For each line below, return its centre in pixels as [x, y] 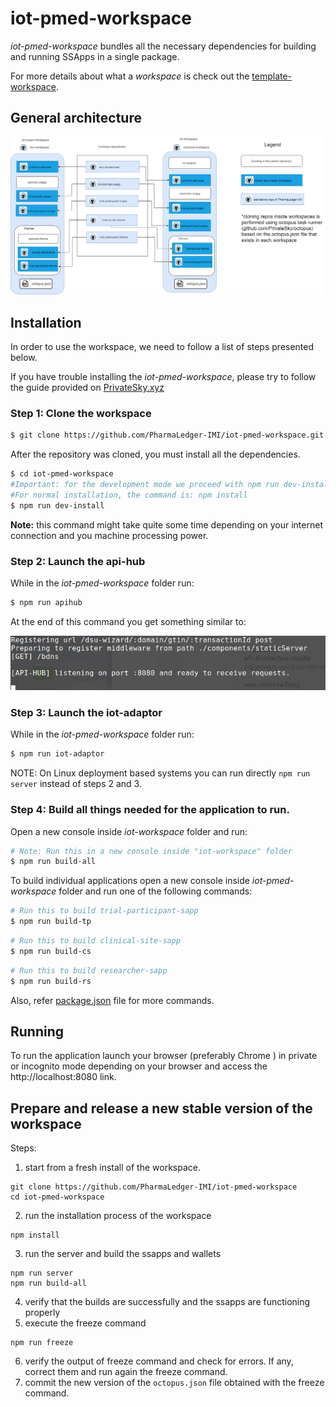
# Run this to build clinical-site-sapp [96, 941]
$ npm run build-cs [51, 951]
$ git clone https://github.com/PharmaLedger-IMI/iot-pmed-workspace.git [167, 435]
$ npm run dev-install [57, 505]
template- [272, 76]
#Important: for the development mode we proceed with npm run [145, 485]
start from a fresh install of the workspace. [112, 1168]
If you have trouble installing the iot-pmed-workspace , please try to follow [163, 377]
